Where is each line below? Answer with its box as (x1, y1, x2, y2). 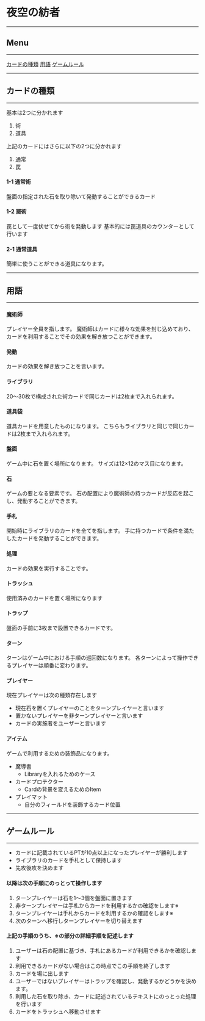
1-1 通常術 (6, 178, 31, 186)
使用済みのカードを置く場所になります (6, 594, 103, 602)
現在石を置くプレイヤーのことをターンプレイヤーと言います (15, 704, 165, 712)
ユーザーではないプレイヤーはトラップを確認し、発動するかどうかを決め (15, 977, 197, 984)
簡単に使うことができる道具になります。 (6, 260, 108, 267)
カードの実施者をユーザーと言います (15, 720, 107, 727)
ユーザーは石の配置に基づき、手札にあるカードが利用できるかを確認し (15, 947, 192, 954)
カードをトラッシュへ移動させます (15, 1008, 101, 1015)
